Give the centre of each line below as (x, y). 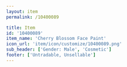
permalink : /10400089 (33, 17)
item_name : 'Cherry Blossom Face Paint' (56, 39)
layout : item (22, 11)
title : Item (21, 28)
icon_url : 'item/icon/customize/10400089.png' (64, 44)
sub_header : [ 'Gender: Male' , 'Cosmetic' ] (59, 50)
